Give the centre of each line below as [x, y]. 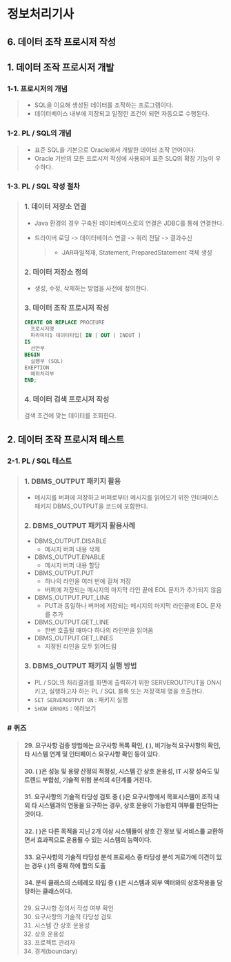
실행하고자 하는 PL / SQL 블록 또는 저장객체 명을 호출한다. [127, 691]
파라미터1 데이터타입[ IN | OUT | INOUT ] [86, 335]
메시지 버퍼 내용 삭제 [72, 549]
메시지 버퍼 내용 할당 [72, 565]
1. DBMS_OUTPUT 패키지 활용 [72, 481]
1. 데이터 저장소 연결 [55, 206]
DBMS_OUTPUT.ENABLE [70, 557]
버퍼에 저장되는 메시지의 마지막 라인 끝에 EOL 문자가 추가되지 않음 [133, 590]
